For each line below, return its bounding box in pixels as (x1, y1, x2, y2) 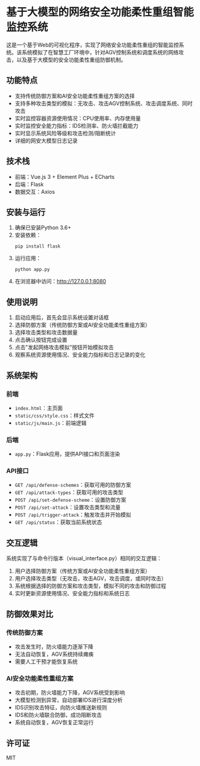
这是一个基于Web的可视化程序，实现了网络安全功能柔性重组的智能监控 (6, 41, 179, 48)
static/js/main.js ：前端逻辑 (14, 419, 87, 427)
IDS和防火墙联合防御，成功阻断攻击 (14, 711, 102, 719)
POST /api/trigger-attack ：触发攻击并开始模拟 (14, 511, 132, 518)
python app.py (14, 267, 50, 273)
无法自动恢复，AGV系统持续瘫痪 (14, 650, 94, 657)
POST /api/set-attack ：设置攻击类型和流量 (14, 504, 121, 511)
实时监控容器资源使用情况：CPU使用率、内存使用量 (14, 115, 141, 122)
